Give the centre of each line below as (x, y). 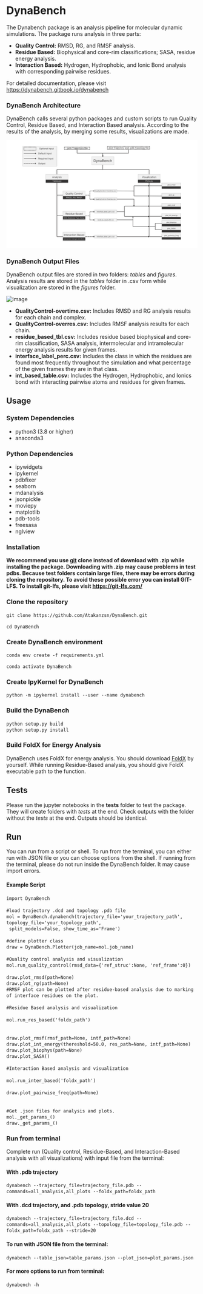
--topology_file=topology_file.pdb (138, 1225)
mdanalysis (29, 493)
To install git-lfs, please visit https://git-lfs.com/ (80, 586)
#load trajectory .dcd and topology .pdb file (66, 911)
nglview (25, 531)
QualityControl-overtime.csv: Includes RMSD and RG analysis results (103, 311)
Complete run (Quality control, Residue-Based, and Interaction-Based (93, 1151)
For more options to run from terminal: (55, 1271)
